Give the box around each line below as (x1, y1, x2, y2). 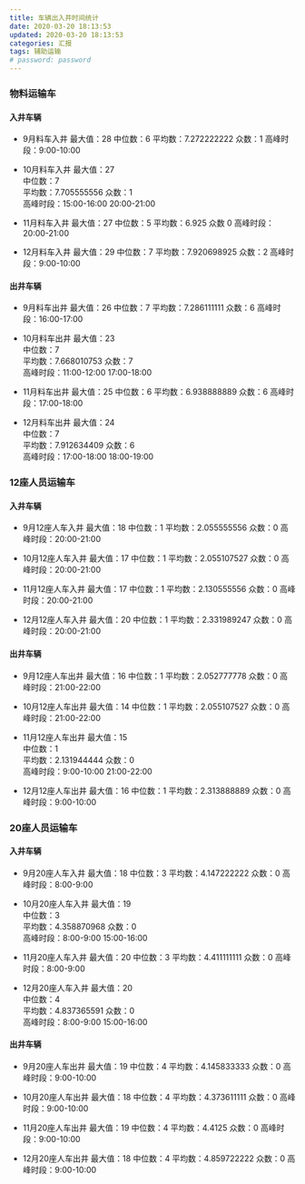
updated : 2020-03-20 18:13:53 (9, 30, 124, 39)
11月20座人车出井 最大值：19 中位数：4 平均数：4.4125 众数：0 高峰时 (22, 1122, 285, 1133)
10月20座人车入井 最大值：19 (22, 898, 132, 909)
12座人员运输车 (9, 477, 75, 489)
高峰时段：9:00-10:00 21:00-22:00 (22, 766, 152, 777)
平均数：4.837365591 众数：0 (22, 1005, 135, 1016)
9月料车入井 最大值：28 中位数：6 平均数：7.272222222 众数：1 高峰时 (22, 134, 290, 145)
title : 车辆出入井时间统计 (9, 13, 100, 23)
